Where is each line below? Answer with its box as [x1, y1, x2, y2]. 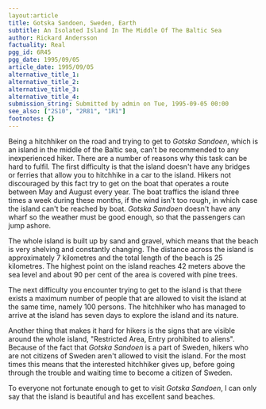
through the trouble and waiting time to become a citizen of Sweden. [8, 368, 233, 377]
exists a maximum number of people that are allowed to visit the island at [8, 293, 247, 303]
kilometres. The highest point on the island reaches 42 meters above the [8, 261, 246, 270]
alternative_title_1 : [8, 71, 80, 78]
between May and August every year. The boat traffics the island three [8, 187, 240, 197]
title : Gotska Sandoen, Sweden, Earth [8, 19, 137, 27]
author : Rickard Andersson [8, 33, 98, 42]
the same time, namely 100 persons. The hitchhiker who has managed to [8, 302, 246, 312]
